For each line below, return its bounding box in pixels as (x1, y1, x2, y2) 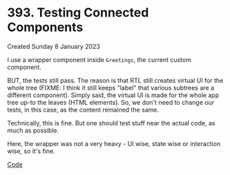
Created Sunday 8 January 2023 (7, 42, 100, 50)
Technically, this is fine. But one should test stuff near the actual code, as (7, 119, 215, 127)
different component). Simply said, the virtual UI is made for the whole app (7, 91, 220, 99)
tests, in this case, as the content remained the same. (7, 105, 160, 114)
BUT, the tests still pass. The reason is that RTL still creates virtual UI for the (7, 76, 224, 84)
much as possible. (7, 126, 59, 134)
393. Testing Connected (7, 5, 149, 21)
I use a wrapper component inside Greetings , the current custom (7, 55, 192, 63)
